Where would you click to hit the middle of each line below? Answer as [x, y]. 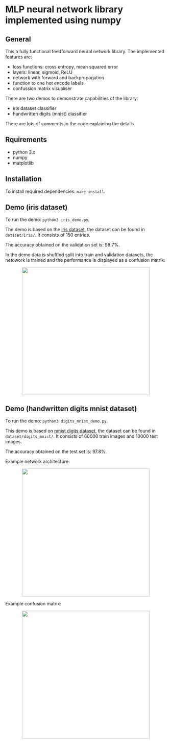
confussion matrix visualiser [42, 88]
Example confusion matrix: [33, 604]
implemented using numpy [63, 20]
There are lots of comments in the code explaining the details [70, 123]
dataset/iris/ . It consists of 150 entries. [48, 235]
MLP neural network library [64, 9]
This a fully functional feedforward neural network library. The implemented [85, 51]
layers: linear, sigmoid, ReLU [43, 72]
